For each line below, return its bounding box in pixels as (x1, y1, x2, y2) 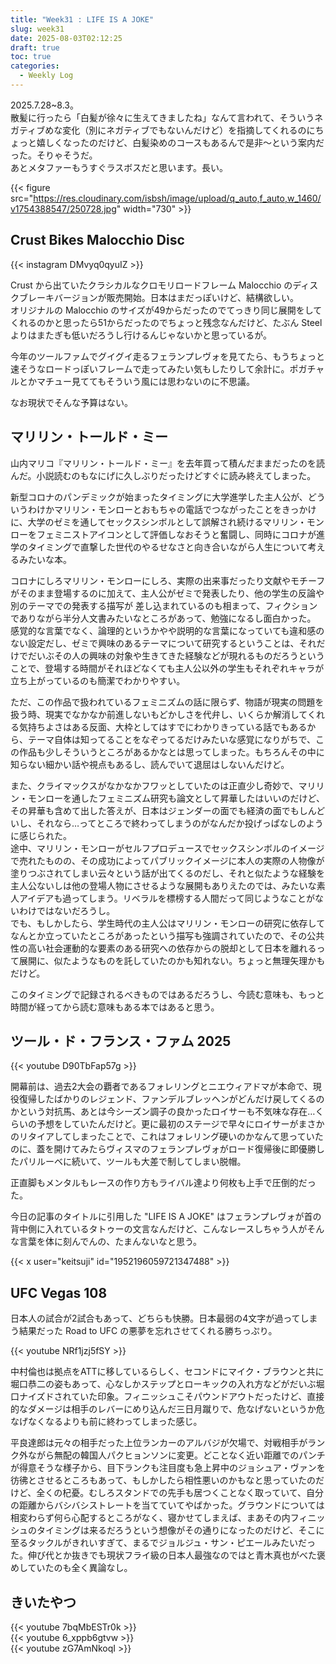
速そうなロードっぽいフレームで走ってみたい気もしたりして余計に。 (10, 362, 290, 375)
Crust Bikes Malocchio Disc (10, 232, 185, 249)
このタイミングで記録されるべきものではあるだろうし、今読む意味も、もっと (10, 988, 325, 1000)
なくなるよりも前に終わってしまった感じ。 (27, 1416, 203, 1428)
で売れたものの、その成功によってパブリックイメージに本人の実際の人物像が (10, 854, 325, 866)
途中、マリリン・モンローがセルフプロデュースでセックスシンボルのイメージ (10, 842, 325, 854)
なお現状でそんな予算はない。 (10, 396, 133, 408)
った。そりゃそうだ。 (10, 149, 98, 161)
